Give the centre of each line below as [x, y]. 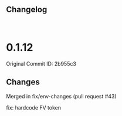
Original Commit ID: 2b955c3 [41, 63]
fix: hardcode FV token [34, 107]
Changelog [27, 10]
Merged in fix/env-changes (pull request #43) [61, 96]
